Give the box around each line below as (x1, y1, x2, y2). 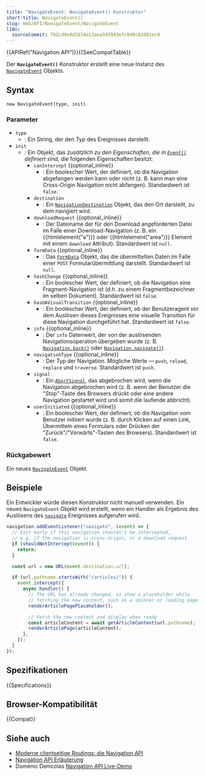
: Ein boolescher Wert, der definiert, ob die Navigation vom (42, 409, 191, 417)
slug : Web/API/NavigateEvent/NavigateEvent (6, 20, 119, 26)
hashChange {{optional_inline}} (33, 272, 108, 280)
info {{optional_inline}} (33, 325, 92, 332)
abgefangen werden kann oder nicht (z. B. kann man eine (42, 175, 188, 182)
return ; (17, 547, 37, 553)
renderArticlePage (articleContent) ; (28, 625, 122, 632)
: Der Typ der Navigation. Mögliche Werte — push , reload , (42, 357, 188, 365)
